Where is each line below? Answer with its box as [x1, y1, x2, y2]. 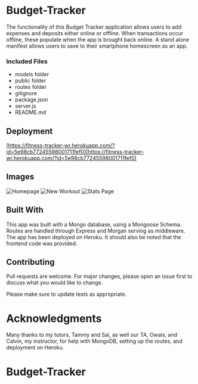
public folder [14, 77, 47, 84]
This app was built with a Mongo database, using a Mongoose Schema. [6, 221, 182, 228]
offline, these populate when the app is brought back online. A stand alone [6, 36, 190, 43]
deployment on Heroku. [6, 344, 64, 351]
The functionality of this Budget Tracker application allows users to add [6, 23, 182, 30]
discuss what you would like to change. [6, 279, 103, 286]
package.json [14, 96, 49, 103]
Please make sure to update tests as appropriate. [6, 290, 127, 298]
